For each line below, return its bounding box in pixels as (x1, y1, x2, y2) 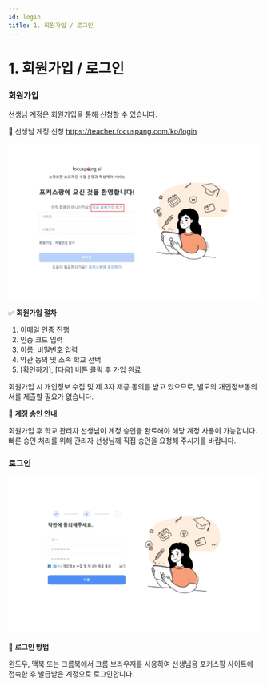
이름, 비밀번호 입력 (19, 345, 78, 355)
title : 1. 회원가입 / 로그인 (8, 21, 94, 30)
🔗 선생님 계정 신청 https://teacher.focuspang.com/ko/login (8, 126, 197, 136)
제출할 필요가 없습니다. (22, 392, 94, 401)
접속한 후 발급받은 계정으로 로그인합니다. (8, 669, 134, 679)
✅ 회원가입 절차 (8, 308, 58, 317)
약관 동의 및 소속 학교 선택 (19, 355, 102, 365)
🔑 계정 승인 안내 (8, 409, 58, 419)
